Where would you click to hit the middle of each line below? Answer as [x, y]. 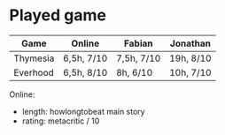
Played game [58, 15]
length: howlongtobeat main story [83, 111]
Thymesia [34, 58]
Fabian [138, 43]
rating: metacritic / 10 [61, 121]
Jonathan [190, 43]
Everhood [34, 72]
